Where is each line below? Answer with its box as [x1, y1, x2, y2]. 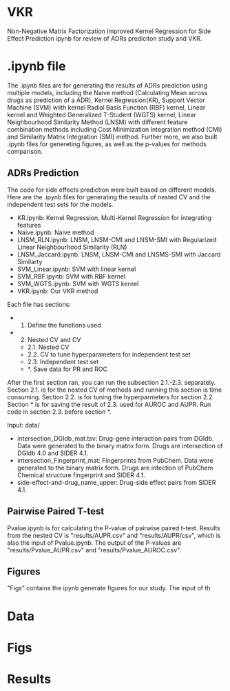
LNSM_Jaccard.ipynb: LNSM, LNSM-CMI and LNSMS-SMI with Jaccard [17, 250, 221, 259]
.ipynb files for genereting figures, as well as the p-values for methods [7, 139, 207, 148]
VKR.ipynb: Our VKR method [17, 287, 98, 295]
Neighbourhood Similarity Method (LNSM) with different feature [7, 118, 188, 126]
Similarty [17, 257, 43, 266]
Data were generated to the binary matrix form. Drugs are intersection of [17, 441, 224, 450]
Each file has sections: [7, 300, 71, 308]
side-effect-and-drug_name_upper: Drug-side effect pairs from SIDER [17, 478, 216, 486]
